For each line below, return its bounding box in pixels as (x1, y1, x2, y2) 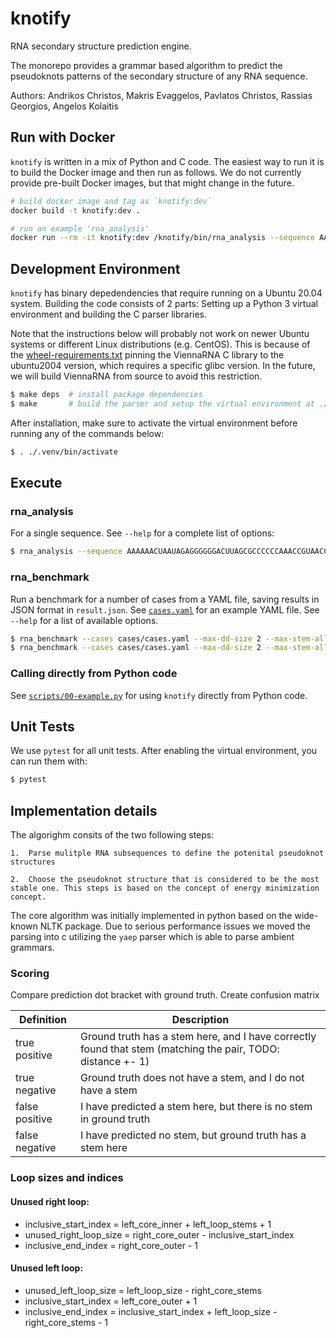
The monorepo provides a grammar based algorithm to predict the (10, 59, 283, 71)
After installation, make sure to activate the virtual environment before (10, 417, 298, 429)
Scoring (10, 967, 50, 981)
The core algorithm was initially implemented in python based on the (10, 910, 293, 922)
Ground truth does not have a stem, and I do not (79, 1071, 305, 1085)
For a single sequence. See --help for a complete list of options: (10, 527, 275, 539)
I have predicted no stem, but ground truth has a (79, 1128, 307, 1142)
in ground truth (79, 1112, 151, 1126)
